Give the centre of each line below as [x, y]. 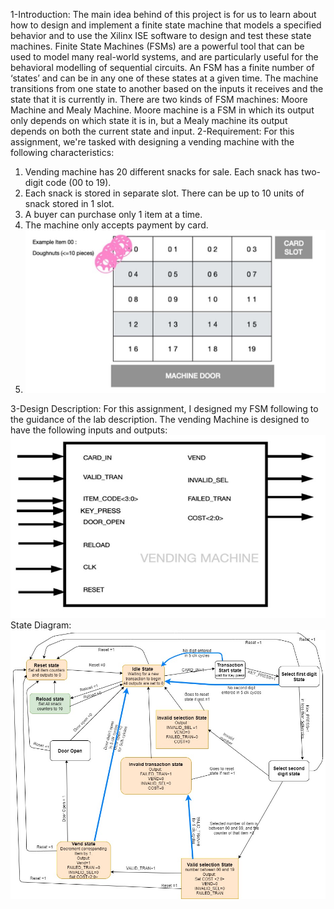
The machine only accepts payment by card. [116, 225]
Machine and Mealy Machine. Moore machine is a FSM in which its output [162, 110]
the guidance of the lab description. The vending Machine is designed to [160, 420]
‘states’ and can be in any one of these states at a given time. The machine [164, 78]
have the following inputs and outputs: [89, 430]
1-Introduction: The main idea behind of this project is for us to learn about [163, 14]
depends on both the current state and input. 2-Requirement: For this [152, 131]
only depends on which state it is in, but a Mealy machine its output [149, 120]
